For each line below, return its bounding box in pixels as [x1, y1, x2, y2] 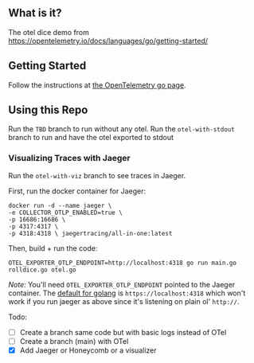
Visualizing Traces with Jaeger [8, 153, 131, 164]
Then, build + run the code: [8, 243, 98, 253]
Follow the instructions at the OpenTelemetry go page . [8, 80, 186, 90]
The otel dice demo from [8, 27, 90, 37]
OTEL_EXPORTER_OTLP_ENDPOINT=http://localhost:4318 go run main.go [8, 259, 237, 267]
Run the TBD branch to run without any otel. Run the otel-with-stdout [8, 124, 235, 134]
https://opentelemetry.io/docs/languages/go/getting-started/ [8, 36, 209, 45]
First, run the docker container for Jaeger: [8, 186, 146, 196]
